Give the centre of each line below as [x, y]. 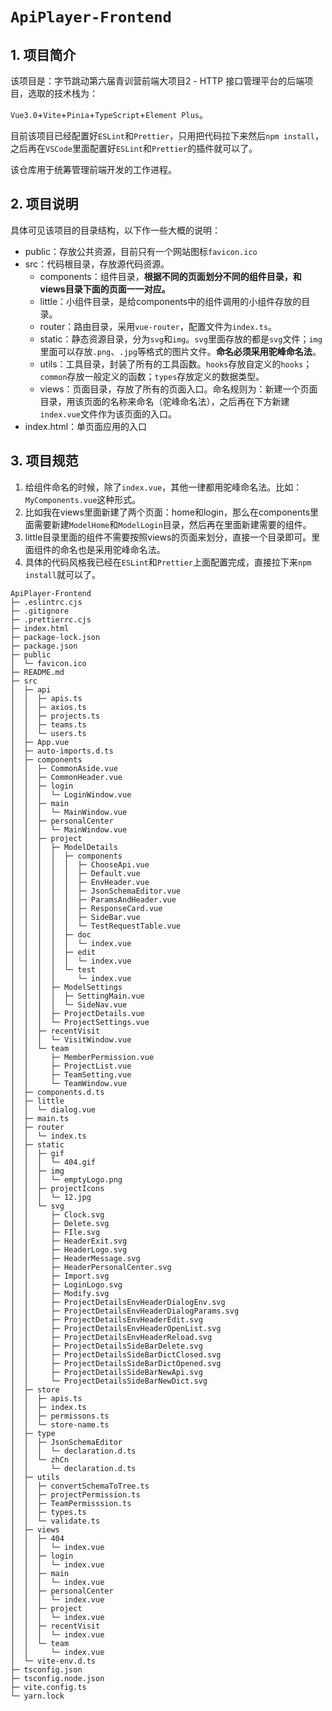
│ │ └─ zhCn [40, 1459]
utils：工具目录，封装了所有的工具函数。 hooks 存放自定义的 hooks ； [176, 364]
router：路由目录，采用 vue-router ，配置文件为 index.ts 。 [158, 326]
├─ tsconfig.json [46, 1669]
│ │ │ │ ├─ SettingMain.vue [77, 996]
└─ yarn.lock [37, 1696]
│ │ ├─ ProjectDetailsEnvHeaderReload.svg [111, 1337]
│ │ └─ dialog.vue [53, 1109]
